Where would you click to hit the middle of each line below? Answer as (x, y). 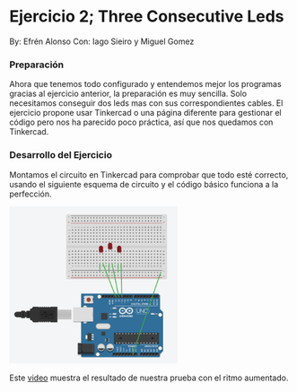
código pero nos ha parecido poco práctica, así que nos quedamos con (141, 122)
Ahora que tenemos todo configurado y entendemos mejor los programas (145, 84)
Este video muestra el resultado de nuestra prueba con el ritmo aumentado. (149, 378)
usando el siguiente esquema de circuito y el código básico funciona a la (144, 184)
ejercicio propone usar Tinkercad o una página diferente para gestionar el (145, 113)
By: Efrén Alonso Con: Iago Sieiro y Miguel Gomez (102, 41)
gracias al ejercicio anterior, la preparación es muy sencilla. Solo (128, 94)
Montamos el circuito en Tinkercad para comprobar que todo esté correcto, (149, 174)
